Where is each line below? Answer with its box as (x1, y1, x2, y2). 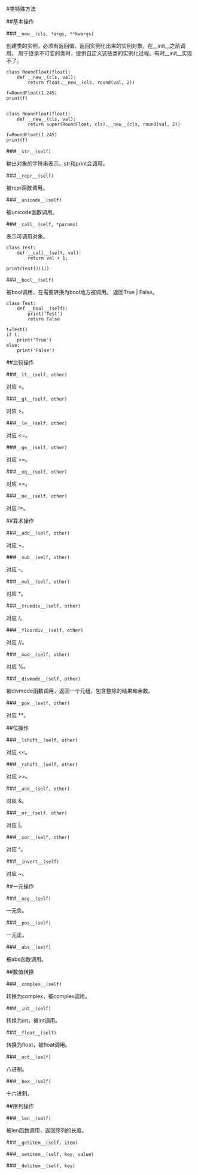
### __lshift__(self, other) (6, 736, 78, 743)
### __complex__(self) (6, 980, 62, 987)
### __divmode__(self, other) (6, 675, 81, 682)
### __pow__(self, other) (6, 699, 70, 706)
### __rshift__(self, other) (6, 761, 78, 767)
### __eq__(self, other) (6, 468, 68, 475)
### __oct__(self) (6, 1053, 51, 1060)
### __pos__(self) (6, 919, 51, 926)
